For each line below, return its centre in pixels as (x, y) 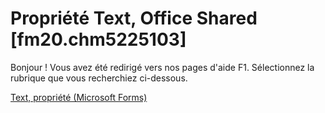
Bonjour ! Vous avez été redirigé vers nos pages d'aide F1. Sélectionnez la (162, 67)
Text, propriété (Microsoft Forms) (79, 97)
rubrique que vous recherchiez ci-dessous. (99, 78)
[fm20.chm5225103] (98, 39)
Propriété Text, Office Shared (134, 18)
